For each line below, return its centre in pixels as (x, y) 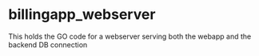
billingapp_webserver (82, 15)
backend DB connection (48, 44)
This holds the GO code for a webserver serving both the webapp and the (130, 36)
